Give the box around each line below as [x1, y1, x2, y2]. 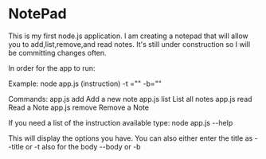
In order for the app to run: [8, 63, 96, 72]
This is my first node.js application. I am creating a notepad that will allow [8, 31, 248, 41]
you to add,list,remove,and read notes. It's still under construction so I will [8, 39, 251, 48]
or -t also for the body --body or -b [25, 142, 141, 151]
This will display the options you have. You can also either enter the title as [8, 133, 253, 143]
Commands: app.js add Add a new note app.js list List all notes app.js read [8, 94, 252, 103]
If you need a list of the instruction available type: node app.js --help [8, 118, 233, 127]
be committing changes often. [8, 48, 107, 57]
